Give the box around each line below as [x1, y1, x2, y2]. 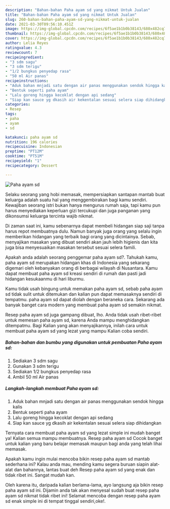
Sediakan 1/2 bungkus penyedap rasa [12, 368, 91, 374]
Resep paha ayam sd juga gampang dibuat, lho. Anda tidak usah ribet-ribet [5, 311, 161, 317]
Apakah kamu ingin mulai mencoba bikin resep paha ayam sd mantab [5, 456, 150, 462]
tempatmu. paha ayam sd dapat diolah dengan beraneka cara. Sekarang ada [5, 296, 165, 302]
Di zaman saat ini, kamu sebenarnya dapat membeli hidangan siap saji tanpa [5, 222, 164, 229]
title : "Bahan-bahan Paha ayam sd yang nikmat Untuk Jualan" [5, 12, 137, 17]
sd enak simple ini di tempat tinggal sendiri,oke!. [5, 498, 106, 504]
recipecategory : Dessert [5, 163, 58, 168]
